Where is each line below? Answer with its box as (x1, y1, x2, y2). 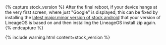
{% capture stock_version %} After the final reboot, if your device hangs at (5, 4, 158, 10)
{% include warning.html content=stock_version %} (5, 34, 111, 40)
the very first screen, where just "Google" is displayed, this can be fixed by (5, 9, 158, 15)
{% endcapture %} (5, 25, 44, 31)
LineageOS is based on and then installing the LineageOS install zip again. (5, 20, 157, 25)
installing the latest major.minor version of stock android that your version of (5, 15, 161, 20)
